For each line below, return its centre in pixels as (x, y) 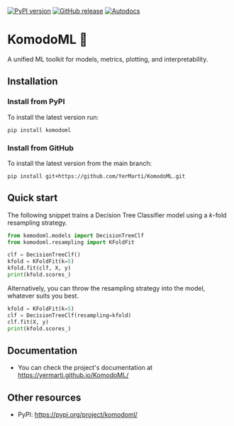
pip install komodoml (39, 130)
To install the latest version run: (53, 117)
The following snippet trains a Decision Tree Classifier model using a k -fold (117, 215)
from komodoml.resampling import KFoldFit (71, 242)
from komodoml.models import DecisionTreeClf (76, 235)
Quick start (33, 198)
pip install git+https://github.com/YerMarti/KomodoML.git (96, 176)
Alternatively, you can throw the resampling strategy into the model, (106, 288)
